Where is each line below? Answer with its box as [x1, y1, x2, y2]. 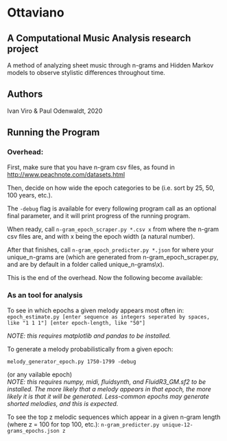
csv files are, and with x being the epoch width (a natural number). [7, 232, 195, 240]
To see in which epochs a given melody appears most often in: [7, 306, 184, 314]
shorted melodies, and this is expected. [7, 399, 119, 407]
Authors [7, 88, 43, 100]
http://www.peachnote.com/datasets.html [7, 170, 126, 178]
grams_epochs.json [7, 427, 60, 434]
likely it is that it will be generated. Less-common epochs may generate [7, 392, 209, 400]
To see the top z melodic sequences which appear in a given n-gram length [7, 413, 221, 421]
